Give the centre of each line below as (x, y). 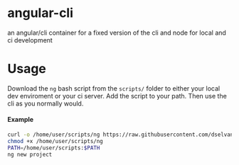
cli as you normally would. (46, 103)
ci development (30, 40)
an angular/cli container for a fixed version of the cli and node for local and (117, 33)
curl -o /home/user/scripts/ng (54, 135)
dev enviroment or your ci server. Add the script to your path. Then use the (117, 96)
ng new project (30, 154)
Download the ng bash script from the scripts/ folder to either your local (114, 88)
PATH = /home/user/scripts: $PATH (54, 148)
